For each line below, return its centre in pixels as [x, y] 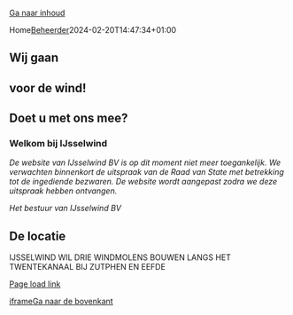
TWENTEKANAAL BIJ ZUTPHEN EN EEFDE [88, 267]
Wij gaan [34, 58]
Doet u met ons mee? [69, 118]
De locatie [38, 236]
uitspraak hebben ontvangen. [63, 191]
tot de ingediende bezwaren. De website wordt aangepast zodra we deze [143, 182]
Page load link [35, 284]
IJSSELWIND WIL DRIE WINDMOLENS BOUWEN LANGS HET [120, 257]
